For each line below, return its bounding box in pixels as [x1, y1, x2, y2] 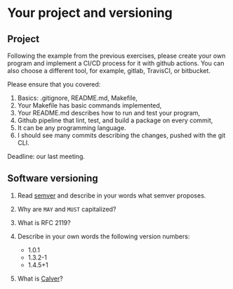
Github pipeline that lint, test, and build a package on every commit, [17, 116, 213, 124]
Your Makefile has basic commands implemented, [17, 101, 162, 110]
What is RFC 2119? [17, 218, 72, 226]
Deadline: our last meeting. [7, 153, 86, 160]
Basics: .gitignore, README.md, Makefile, [17, 94, 138, 102]
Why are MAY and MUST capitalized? [17, 205, 116, 213]
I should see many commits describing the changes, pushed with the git [17, 131, 226, 139]
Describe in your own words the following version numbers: [17, 232, 190, 240]
